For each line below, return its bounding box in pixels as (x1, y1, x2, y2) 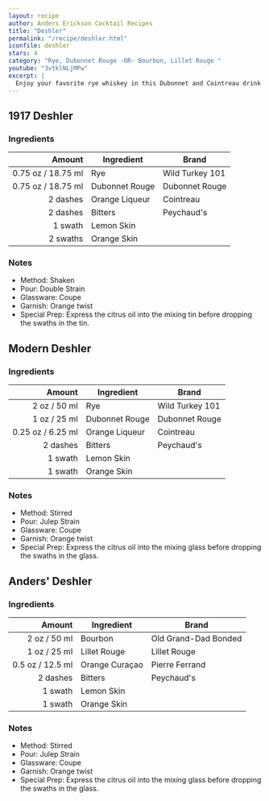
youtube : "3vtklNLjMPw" (8, 64, 89, 73)
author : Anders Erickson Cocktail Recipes (8, 19, 153, 27)
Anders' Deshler (8, 574, 93, 588)
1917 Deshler (8, 109, 74, 122)
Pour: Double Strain (19, 284, 85, 294)
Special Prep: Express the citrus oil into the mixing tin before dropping (19, 309, 252, 319)
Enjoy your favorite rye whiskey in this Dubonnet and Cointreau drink (15, 79, 262, 87)
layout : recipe (8, 11, 60, 20)
